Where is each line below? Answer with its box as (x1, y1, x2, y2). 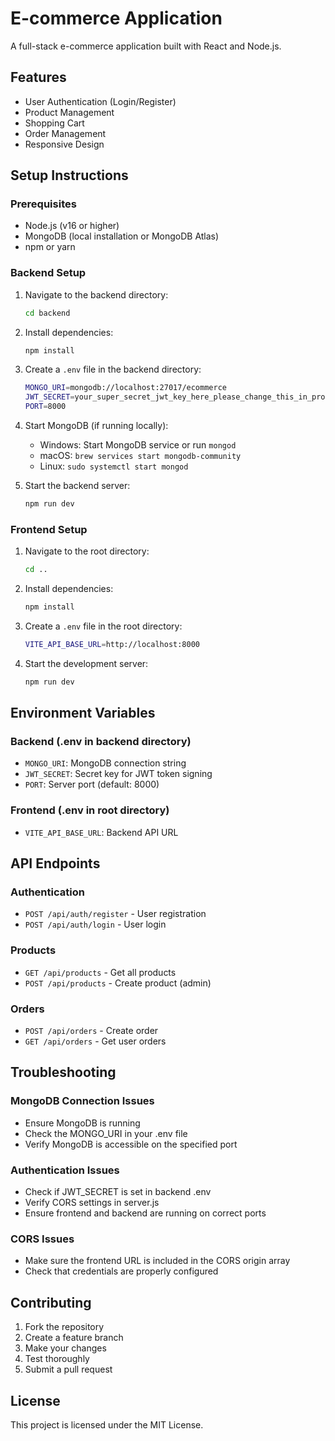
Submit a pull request (24, 1363, 113, 1376)
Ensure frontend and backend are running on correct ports (24, 1207, 267, 1219)
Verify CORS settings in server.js (24, 1197, 160, 1209)
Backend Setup (10, 266, 87, 280)
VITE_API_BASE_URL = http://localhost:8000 (24, 640, 201, 650)
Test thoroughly (24, 1353, 90, 1365)
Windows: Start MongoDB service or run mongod (39, 439, 237, 451)
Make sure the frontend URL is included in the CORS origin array (24, 1255, 291, 1267)
